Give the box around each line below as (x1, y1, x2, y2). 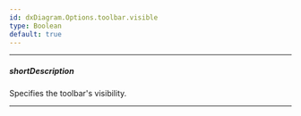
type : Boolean (9, 21, 63, 30)
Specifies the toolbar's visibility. (9, 88, 127, 99)
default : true (9, 29, 63, 38)
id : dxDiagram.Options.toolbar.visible (9, 12, 159, 22)
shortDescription (9, 65, 74, 76)
